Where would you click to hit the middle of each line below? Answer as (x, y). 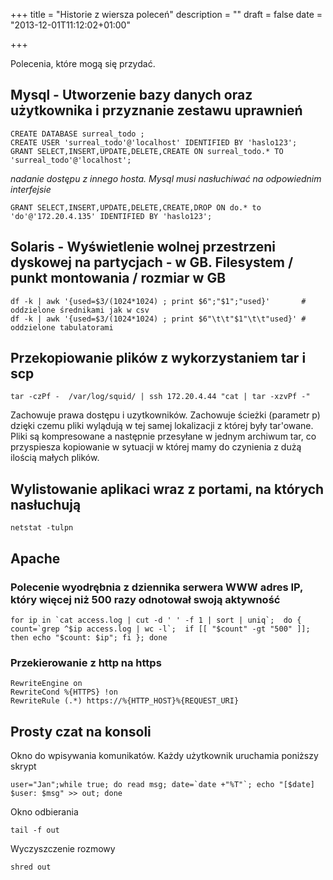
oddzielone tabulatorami (62, 327)
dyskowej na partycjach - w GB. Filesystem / (152, 262)
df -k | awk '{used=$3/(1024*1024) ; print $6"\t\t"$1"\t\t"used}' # (158, 319)
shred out (31, 867)
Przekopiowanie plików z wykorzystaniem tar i (158, 358)
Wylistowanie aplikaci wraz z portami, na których (167, 489)
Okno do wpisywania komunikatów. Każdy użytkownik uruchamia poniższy (164, 756)
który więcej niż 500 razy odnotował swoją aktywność (145, 599)
